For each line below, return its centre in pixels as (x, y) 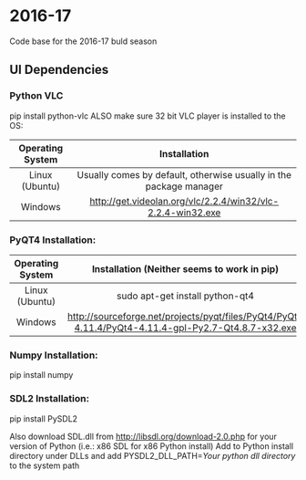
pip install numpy (41, 375)
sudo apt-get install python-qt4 (186, 296)
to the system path (45, 465)
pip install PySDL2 (44, 418)
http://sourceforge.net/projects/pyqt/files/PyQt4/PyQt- (185, 316)
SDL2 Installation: (49, 399)
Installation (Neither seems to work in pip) (185, 268)
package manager (184, 186)
